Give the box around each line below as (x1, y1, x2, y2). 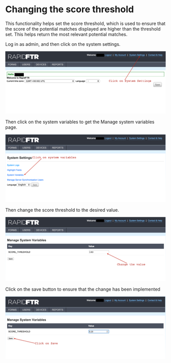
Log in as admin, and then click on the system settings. (5, 41, 121, 47)
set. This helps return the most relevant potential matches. (5, 31, 128, 37)
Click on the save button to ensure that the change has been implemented (5, 286, 160, 292)
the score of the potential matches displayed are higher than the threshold (5, 25, 161, 32)
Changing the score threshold (5, 4, 134, 15)
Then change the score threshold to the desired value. (5, 207, 120, 213)
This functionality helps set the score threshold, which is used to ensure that (5, 20, 166, 26)
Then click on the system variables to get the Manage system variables (5, 119, 155, 125)
